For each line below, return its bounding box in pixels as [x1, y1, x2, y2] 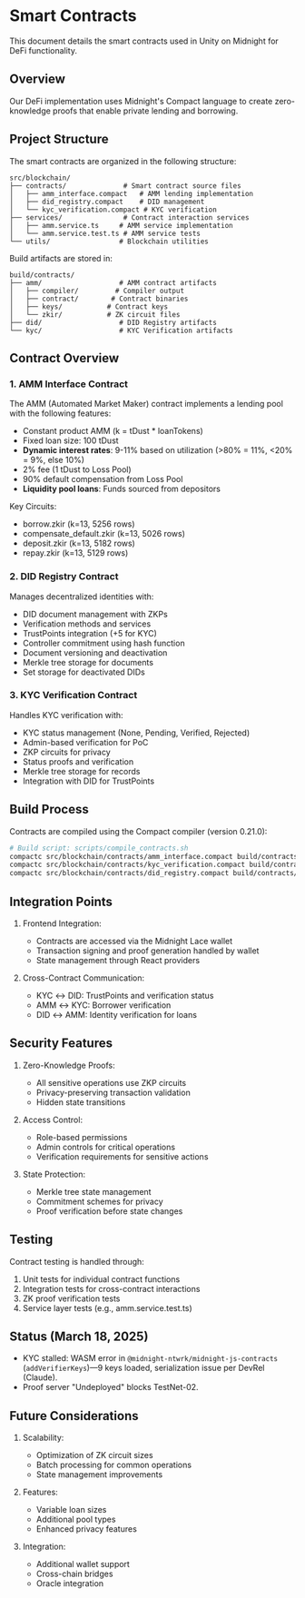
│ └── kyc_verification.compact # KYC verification [9, 205, 218, 214]
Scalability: [22, 1432, 64, 1444]
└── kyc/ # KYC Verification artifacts [9, 326, 233, 335]
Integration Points [9, 893, 113, 909]
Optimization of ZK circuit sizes [35, 1450, 153, 1461]
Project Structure [9, 132, 109, 147]
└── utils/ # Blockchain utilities [9, 237, 209, 246]
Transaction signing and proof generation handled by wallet [35, 945, 260, 956]
